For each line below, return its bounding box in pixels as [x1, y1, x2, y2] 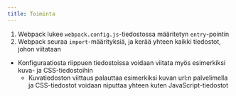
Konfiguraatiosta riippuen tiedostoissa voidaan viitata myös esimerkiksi [17, 58, 226, 67]
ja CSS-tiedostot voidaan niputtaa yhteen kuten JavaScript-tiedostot [28, 80, 229, 89]
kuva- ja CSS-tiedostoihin [17, 66, 94, 74]
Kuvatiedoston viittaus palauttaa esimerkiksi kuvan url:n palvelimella [28, 73, 228, 82]
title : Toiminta [7, 10, 55, 18]
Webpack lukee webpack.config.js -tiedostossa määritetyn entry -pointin [17, 30, 230, 38]
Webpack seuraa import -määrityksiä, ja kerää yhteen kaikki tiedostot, [17, 37, 222, 46]
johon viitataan [17, 44, 62, 53]
